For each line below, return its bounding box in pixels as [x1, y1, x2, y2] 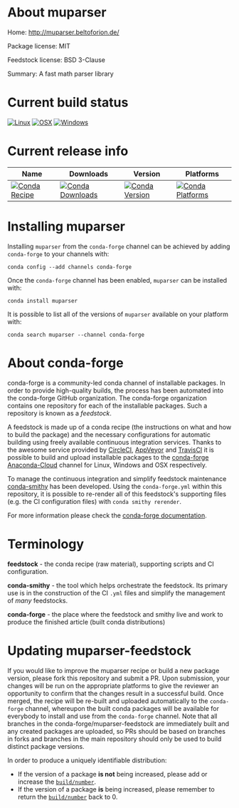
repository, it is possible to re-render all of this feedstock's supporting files [7, 490, 226, 498]
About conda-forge [7, 355, 124, 371]
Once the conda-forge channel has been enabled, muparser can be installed [7, 276, 228, 284]
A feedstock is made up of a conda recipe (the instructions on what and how [7, 423, 232, 431]
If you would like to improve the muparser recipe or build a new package [7, 666, 220, 675]
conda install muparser [7, 297, 78, 304]
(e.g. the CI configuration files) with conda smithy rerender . [7, 497, 181, 505]
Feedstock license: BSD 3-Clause [7, 55, 105, 64]
